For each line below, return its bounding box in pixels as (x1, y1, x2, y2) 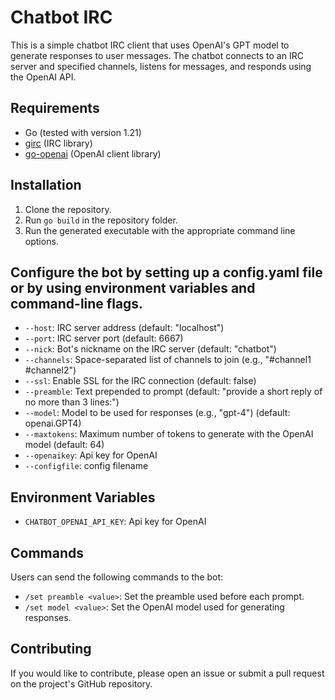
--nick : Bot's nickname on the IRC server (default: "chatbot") (24, 343, 277, 355)
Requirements (10, 100, 100, 117)
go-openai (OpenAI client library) (24, 147, 162, 160)
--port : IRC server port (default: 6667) (24, 332, 184, 345)
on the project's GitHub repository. (10, 677, 153, 690)
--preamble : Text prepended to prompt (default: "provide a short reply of (24, 386, 323, 398)
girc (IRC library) (24, 137, 93, 149)
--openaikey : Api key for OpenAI (24, 449, 158, 461)
